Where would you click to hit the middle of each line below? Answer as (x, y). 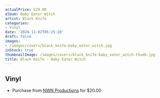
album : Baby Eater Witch (30, 14)
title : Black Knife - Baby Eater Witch (45, 59)
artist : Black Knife (26, 18)
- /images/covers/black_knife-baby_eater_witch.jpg (58, 46)
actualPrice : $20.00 (26, 9)
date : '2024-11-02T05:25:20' (35, 32)
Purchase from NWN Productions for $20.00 (57, 91)
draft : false (18, 37)
